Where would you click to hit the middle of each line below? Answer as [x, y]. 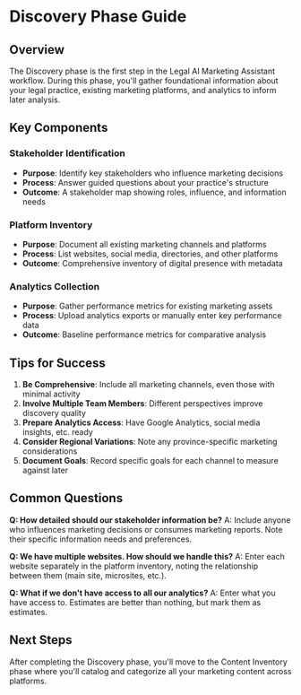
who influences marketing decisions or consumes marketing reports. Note [146, 529]
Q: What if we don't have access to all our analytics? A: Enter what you [142, 593]
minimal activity [51, 394]
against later [45, 470]
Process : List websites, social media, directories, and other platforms [150, 254]
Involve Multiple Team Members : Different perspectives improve [142, 404]
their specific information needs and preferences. [101, 539]
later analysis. [35, 100]
